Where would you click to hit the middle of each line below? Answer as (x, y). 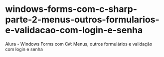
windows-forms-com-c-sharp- (71, 9)
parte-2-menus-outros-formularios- (82, 20)
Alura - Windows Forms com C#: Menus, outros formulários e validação (79, 44)
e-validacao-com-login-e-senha (74, 30)
